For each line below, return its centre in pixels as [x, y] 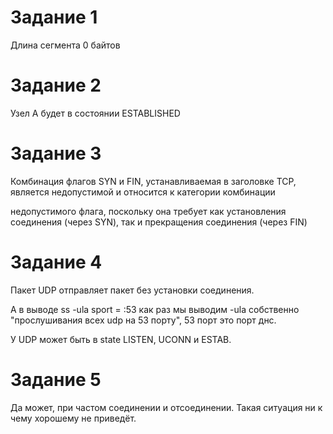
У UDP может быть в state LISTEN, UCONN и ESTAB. [121, 339]
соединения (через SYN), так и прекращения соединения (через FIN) [159, 222]
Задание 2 [56, 85]
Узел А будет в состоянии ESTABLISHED [95, 113]
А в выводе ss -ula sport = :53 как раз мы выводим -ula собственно [155, 309]
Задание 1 [54, 17]
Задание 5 [56, 379]
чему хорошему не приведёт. [73, 418]
